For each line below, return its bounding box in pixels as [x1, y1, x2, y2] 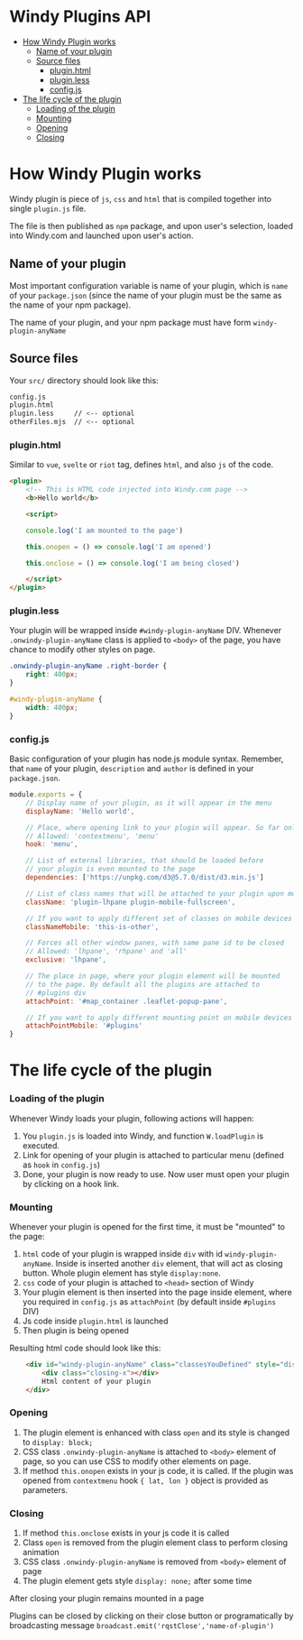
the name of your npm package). [9, 299, 132, 310]
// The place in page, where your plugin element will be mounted [25, 972, 280, 981]
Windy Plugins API [9, 6, 151, 27]
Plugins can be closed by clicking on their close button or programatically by [9, 1610, 294, 1621]
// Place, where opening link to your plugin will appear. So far [25, 823, 280, 832]
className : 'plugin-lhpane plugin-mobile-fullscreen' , [25, 898, 236, 907]
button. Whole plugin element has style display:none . [22, 1267, 221, 1278]
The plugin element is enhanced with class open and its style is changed [22, 1427, 290, 1438]
